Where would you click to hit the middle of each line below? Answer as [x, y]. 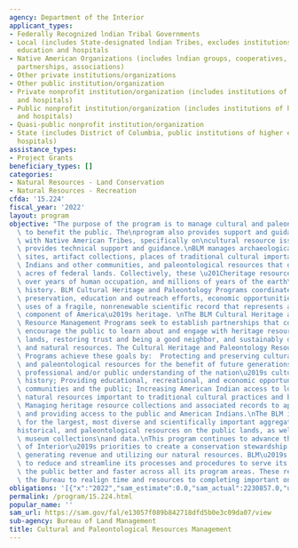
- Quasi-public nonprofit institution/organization [106, 125]
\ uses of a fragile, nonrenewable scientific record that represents [150, 306]
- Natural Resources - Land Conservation [87, 183]
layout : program [39, 215]
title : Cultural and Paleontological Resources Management [121, 529]
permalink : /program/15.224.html [71, 496]
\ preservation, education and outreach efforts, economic [129, 298]
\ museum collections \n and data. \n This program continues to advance [148, 439]
